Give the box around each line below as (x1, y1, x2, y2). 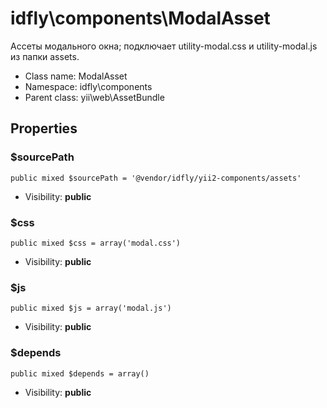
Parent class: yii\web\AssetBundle (24, 91, 165, 103)
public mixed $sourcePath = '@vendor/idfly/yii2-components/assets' (10, 173, 302, 183)
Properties (10, 120, 78, 137)
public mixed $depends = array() (10, 368, 150, 379)
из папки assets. (10, 50, 80, 62)
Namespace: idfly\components (24, 80, 153, 92)
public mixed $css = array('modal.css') (10, 238, 182, 248)
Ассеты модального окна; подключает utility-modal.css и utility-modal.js (10, 40, 318, 52)
